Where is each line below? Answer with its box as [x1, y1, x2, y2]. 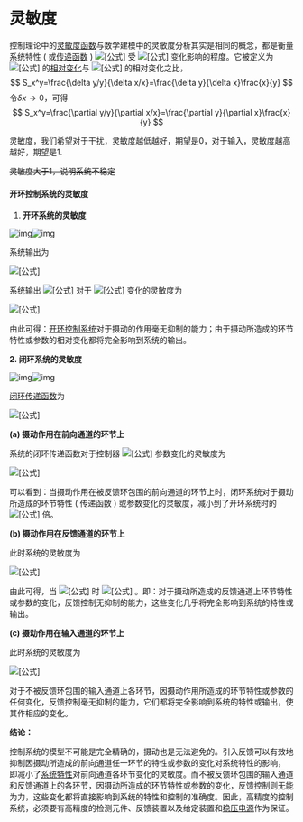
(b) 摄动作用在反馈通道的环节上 [9, 528, 125, 539]
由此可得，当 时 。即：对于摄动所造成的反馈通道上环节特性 [9, 586, 293, 597]
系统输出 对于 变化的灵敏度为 [9, 285, 183, 296]
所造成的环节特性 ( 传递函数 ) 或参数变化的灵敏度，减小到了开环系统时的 [9, 498, 277, 509]
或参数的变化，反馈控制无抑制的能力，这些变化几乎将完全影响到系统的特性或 [9, 597, 294, 608]
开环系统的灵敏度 [22, 210, 87, 221]
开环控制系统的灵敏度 [9, 188, 88, 199]
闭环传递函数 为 [9, 390, 65, 402]
